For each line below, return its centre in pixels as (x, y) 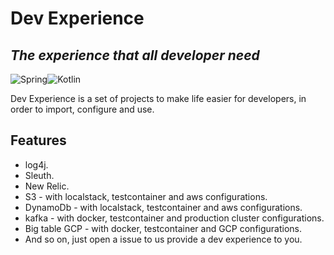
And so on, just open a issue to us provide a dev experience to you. (163, 239)
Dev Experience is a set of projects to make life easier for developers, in (158, 98)
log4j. (36, 164)
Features (38, 140)
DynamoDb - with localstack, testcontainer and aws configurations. (163, 207)
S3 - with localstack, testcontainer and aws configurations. (146, 196)
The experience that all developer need (135, 55)
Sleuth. (39, 175)
